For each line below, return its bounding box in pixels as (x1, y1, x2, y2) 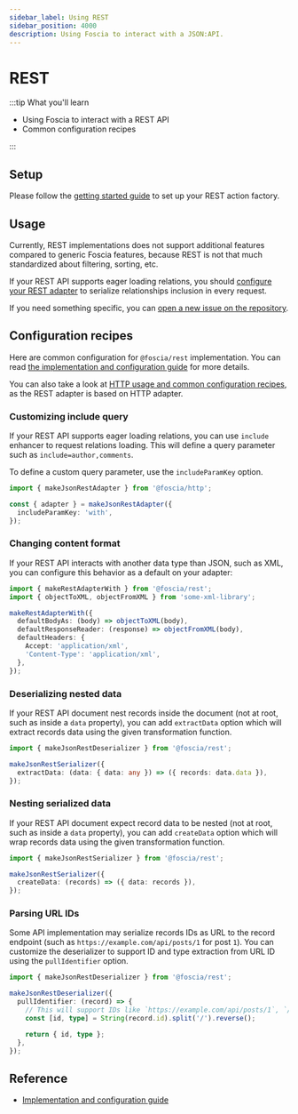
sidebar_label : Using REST (9, 12, 109, 22)
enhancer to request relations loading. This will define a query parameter (9, 440, 276, 451)
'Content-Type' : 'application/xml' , (25, 650, 161, 659)
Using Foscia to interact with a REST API (21, 115, 170, 125)
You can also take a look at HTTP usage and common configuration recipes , (9, 379, 287, 389)
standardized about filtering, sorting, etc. (9, 259, 159, 269)
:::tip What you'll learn (9, 97, 90, 108)
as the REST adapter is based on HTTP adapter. (9, 388, 184, 398)
